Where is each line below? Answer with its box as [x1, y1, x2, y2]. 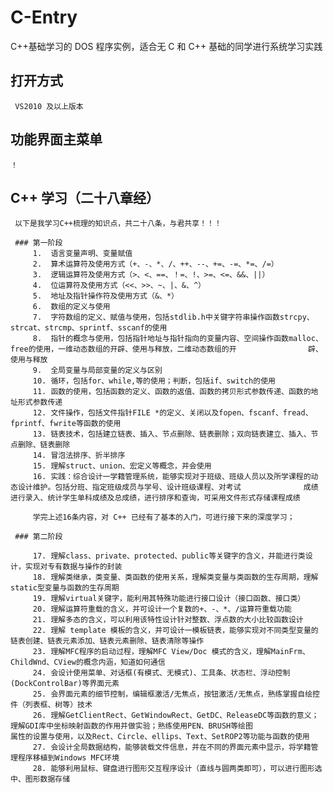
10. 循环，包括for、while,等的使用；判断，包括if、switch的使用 [32, 376, 276, 386]
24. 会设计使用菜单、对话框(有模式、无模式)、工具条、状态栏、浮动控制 [32, 668, 291, 678]
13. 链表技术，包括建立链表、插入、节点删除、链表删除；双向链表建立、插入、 [32, 429, 312, 440]
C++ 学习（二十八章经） [10, 189, 160, 206]
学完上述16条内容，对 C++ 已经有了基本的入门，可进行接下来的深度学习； [32, 512, 295, 523]
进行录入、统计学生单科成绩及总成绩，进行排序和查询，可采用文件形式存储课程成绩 [10, 493, 301, 503]
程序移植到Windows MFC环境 [17, 753, 120, 763]
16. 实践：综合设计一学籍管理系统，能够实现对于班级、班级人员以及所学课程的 [32, 472, 312, 482]
